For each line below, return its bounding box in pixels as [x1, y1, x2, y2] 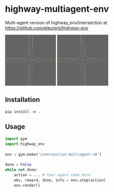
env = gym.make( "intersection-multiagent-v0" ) [5, 152, 102, 157]
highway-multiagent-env [5, 3, 109, 15]
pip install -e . [5, 110, 41, 114]
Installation [5, 95, 40, 104]
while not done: [5, 167, 38, 172]
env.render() [14, 183, 41, 188]
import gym [5, 136, 27, 141]
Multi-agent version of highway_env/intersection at [5, 20, 108, 26]
